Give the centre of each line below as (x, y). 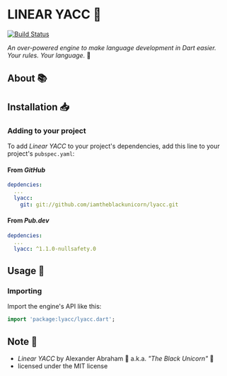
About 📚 (27, 78)
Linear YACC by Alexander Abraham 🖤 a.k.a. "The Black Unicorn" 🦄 (116, 358)
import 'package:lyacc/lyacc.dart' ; (61, 319)
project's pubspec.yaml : (41, 154)
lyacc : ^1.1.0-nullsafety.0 (55, 249)
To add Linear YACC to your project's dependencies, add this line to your (114, 146)
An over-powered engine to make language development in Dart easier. (112, 47)
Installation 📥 (39, 107)
